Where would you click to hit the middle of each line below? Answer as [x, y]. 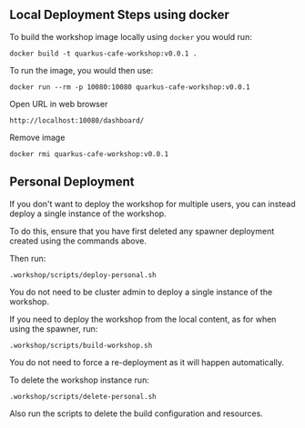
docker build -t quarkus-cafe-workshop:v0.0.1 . [103, 54]
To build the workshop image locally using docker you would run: [131, 36]
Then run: [28, 258]
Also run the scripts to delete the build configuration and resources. [137, 413]
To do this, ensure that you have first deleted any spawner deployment [142, 231]
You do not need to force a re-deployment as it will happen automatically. [147, 362]
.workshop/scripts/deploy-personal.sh [83, 275]
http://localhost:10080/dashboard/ [77, 120]
